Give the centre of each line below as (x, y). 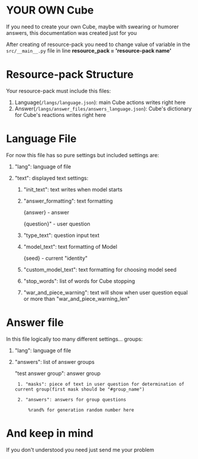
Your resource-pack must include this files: (59, 91)
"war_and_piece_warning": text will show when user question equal (106, 292)
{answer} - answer (46, 212)
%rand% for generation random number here (81, 410)
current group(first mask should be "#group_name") (79, 389)
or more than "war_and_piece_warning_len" (77, 298)
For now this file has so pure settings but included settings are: (83, 155)
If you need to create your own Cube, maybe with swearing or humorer (92, 27)
